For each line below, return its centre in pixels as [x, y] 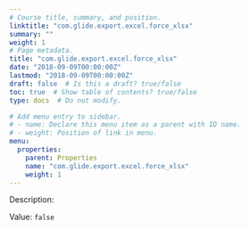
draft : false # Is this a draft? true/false [95, 84]
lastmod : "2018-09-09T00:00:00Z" [71, 76]
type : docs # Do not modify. [66, 100]
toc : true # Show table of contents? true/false [103, 92]
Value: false [32, 217]
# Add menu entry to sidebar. [66, 117]
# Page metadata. [41, 51]
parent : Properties [62, 158]
